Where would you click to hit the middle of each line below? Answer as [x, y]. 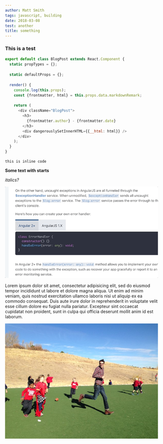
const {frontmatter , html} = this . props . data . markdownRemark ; [78, 95]
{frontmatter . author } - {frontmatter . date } [71, 121]
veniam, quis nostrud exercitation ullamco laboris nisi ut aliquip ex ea [74, 296]
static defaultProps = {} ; [37, 75]
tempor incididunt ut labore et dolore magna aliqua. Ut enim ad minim [74, 290]
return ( [23, 106]
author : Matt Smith [25, 10]
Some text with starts [27, 171]
